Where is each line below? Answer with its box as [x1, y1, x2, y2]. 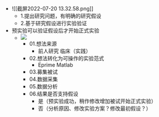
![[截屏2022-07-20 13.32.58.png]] [11, 5, 94, 12]
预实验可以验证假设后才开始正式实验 [11, 27, 100, 34]
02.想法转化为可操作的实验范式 [29, 55, 104, 61]
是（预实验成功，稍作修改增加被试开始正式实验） [38, 98, 157, 104]
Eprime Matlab [38, 61, 73, 68]
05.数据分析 [29, 83, 58, 90]
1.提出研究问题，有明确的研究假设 [20, 12, 102, 19]
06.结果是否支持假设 [29, 90, 79, 97]
